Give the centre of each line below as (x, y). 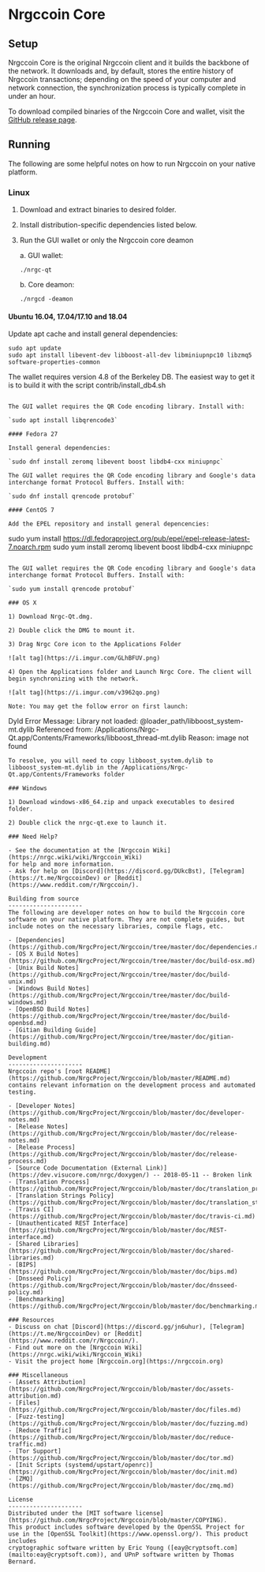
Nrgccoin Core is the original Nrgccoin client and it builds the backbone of (129, 62)
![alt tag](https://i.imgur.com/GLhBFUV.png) (84, 658)
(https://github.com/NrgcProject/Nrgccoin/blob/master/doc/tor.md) (121, 1458)
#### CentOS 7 (32, 511)
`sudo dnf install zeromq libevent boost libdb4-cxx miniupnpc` (116, 462)
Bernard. (22, 1562)
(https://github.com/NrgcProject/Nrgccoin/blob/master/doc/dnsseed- (123, 1286)
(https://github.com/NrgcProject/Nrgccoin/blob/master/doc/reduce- (121, 1438)
